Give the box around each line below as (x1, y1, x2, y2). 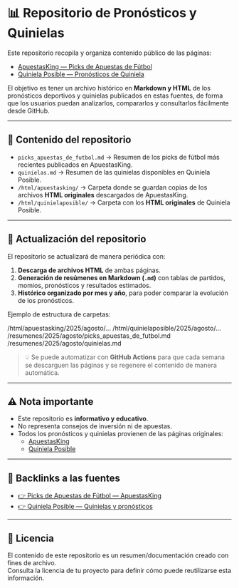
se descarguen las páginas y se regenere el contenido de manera (24, 361, 217, 369)
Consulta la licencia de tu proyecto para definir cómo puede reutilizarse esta (7, 567, 232, 574)
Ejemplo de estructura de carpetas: (7, 310, 111, 319)
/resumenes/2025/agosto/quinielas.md (7, 339, 122, 347)
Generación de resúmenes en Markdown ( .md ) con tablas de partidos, (17, 273, 225, 282)
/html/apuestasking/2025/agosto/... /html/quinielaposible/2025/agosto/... (7, 324, 222, 332)
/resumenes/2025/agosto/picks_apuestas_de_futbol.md (7, 331, 171, 340)
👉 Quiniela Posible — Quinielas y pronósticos (17, 502, 153, 511)
